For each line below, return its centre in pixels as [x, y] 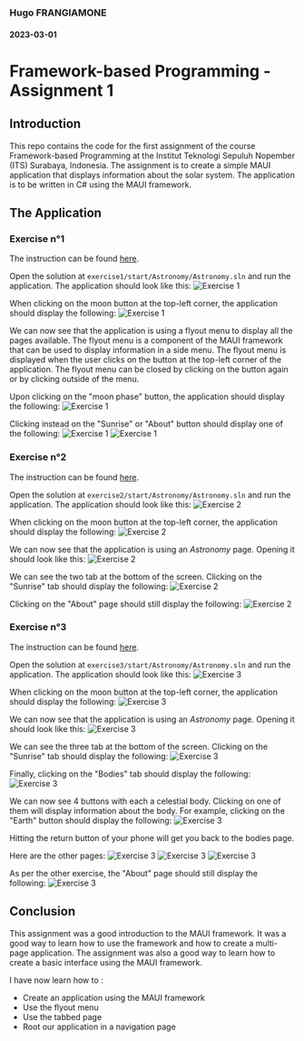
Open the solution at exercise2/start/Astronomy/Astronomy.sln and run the [150, 495]
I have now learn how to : [57, 980]
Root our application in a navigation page [99, 1026]
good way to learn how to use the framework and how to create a [132, 943]
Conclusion [43, 911]
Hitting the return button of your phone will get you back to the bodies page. [152, 837]
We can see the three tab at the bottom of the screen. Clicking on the [139, 746]
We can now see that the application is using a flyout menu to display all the [151, 331]
